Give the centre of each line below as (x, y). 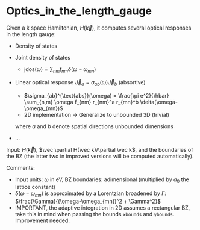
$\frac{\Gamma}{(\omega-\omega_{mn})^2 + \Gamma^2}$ (88, 201)
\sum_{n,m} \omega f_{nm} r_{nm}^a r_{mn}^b (81, 102)
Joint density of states (43, 57)
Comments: (20, 167)
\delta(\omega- (159, 102)
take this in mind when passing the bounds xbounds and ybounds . (95, 214)
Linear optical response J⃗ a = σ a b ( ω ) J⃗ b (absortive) (80, 83)
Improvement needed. (42, 220)
